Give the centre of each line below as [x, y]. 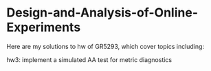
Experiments [44, 27]
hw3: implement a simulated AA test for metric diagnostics [89, 59]
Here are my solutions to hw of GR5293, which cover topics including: [105, 46]
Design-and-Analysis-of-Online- [102, 13]
